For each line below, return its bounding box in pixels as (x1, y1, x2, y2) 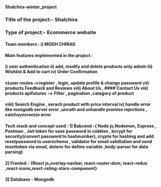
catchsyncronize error (5, 112, 52, 118)
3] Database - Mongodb (5, 176, 54, 183)
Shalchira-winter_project (5, 4, 57, 10)
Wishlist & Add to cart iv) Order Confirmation (5, 69, 98, 75)
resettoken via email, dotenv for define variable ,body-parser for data (5, 144, 148, 149)
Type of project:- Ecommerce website (5, 29, 96, 36)
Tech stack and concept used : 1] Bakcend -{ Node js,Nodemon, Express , (5, 123, 157, 129)
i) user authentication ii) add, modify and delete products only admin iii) (5, 63, 153, 69)
